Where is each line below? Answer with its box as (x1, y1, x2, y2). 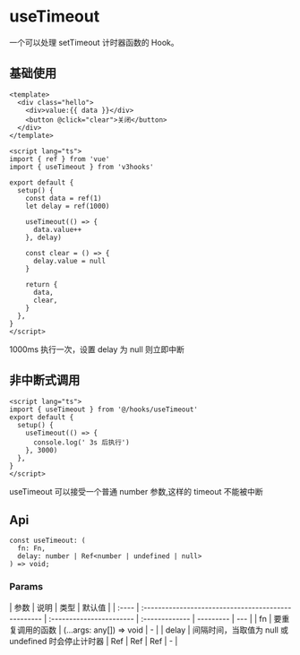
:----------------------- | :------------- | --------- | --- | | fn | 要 (48, 613, 282, 624)
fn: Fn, (17, 544, 47, 553)
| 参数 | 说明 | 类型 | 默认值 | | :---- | (9, 602, 140, 613)
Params (9, 581, 43, 593)
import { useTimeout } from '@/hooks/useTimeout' (9, 405, 199, 414)
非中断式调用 (9, 373, 81, 388)
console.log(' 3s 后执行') (32, 437, 130, 447)
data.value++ (32, 225, 82, 234)
